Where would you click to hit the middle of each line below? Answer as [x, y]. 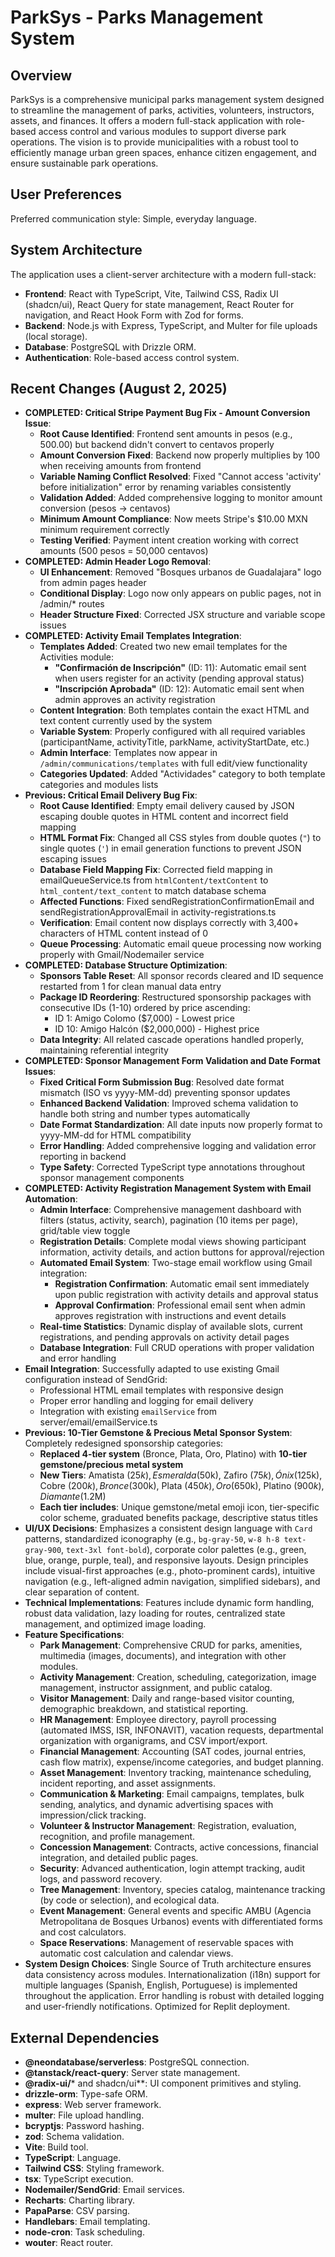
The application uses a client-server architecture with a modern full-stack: [163, 274]
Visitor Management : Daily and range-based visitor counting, [167, 1698]
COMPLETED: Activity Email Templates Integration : [133, 636]
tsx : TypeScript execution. [79, 2179]
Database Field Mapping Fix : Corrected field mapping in [156, 870]
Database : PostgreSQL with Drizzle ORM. [110, 347]
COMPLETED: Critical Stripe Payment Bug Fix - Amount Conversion [167, 413]
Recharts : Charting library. [79, 2200]
